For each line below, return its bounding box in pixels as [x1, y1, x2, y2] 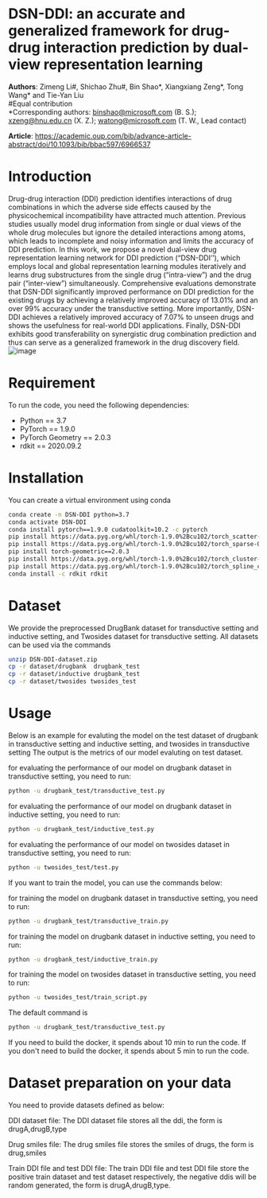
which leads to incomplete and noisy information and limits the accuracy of [8, 236, 254, 245]
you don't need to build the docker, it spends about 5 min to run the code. [8, 1046, 250, 1056]
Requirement [8, 374, 95, 392]
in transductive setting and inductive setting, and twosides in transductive [8, 739, 250, 748]
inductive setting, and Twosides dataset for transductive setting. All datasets [8, 631, 259, 641]
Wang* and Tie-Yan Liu [8, 90, 84, 100]
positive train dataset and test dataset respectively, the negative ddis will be [8, 1172, 257, 1182]
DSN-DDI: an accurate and [8, 5, 186, 23]
